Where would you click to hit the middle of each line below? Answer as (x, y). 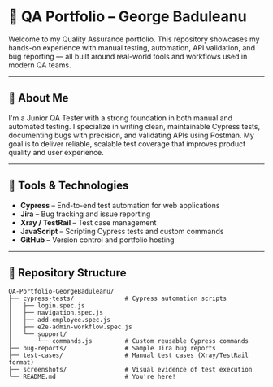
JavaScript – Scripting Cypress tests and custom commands (122, 231)
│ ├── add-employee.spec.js (60, 320)
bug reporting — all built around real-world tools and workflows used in (128, 56)
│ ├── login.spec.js (47, 306)
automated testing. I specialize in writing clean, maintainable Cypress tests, (134, 126)
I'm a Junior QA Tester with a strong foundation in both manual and (121, 118)
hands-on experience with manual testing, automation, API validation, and (132, 47)
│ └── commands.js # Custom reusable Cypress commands (129, 341)
